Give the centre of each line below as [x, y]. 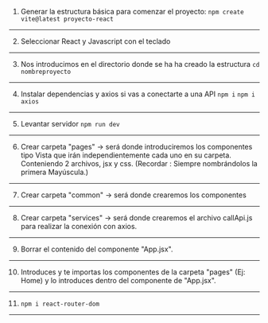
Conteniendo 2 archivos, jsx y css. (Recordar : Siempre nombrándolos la [139, 163]
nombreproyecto [46, 72]
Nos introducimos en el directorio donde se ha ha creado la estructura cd [140, 64]
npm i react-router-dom [60, 304]
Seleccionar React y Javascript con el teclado [95, 41]
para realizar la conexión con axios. [79, 226]
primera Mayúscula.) [54, 172]
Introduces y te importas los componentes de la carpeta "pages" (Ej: [133, 272]
